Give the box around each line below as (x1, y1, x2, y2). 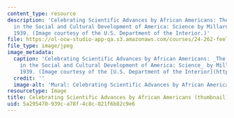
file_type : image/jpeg (7, 42, 73, 49)
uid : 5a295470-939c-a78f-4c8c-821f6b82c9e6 (7, 101, 136, 108)
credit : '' (13, 74, 45, 82)
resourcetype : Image (7, 87, 68, 94)
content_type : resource (7, 10, 77, 17)
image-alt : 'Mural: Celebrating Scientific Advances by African (13, 81, 204, 88)
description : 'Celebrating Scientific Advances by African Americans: (7, 17, 217, 24)
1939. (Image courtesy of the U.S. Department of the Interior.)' (13, 29, 210, 37)
